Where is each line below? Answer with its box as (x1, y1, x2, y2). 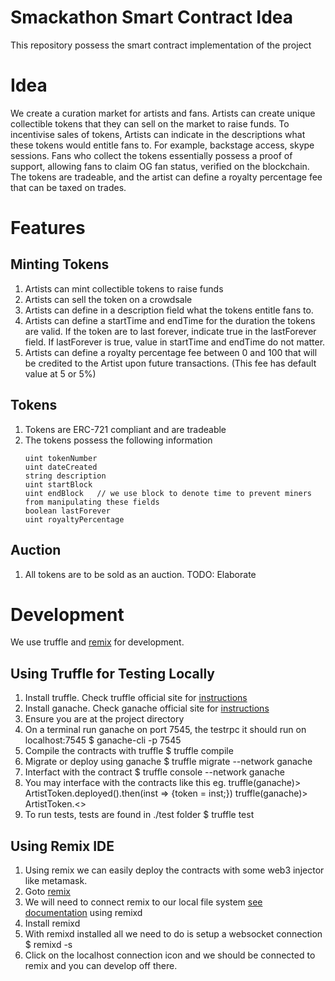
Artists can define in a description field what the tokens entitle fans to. (24, 304, 314, 316)
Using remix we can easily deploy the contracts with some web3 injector (24, 864, 325, 876)
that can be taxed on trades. (10, 181, 127, 193)
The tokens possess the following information (24, 434, 213, 446)
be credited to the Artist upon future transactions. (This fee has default (24, 357, 317, 369)
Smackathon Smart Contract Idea (10, 6, 294, 29)
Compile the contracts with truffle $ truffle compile (24, 745, 234, 757)
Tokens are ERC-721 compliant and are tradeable (24, 423, 227, 435)
